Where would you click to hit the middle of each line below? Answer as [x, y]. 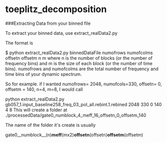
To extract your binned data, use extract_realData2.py [61, 33]
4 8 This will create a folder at [36, 110]
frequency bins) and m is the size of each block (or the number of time [79, 63]
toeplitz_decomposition [56, 9]
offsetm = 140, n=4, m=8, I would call [44, 89]
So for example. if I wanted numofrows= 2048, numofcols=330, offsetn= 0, [83, 84]
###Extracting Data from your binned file [48, 23]
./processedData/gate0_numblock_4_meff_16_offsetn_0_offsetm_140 [76, 115]
